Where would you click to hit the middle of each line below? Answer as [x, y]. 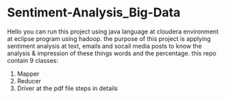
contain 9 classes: [33, 60]
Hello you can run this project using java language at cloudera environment [113, 31]
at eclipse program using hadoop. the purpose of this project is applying [109, 38]
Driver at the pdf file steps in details [67, 88]
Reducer [29, 81]
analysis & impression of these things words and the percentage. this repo [112, 53]
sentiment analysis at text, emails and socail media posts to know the [104, 46]
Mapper [28, 74]
